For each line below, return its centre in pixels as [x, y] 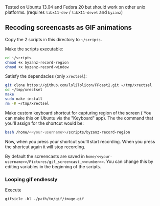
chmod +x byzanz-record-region [37, 62]
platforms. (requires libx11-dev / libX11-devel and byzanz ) [64, 12]
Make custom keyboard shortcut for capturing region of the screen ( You [78, 113]
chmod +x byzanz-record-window [37, 67]
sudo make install [24, 99]
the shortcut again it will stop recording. [45, 147]
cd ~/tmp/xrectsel [24, 90]
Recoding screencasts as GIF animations [69, 28]
